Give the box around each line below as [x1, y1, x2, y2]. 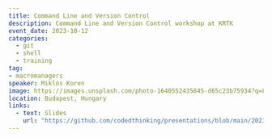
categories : [8, 34, 49, 43]
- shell [15, 49, 42, 57]
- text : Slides [15, 110, 67, 118]
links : [8, 102, 31, 110]
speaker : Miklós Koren [8, 79, 85, 87]
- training [15, 57, 53, 65]
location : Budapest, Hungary [8, 94, 107, 102]
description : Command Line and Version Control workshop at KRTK [8, 19, 233, 27]
